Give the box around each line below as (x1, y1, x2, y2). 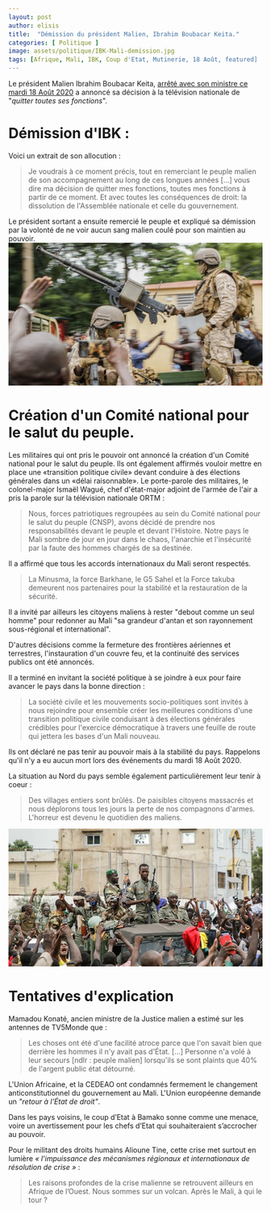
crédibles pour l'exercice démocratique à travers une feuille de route (27, 723, 256, 732)
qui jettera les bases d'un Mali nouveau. (27, 732, 161, 741)
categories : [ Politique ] (8, 39, 99, 47)
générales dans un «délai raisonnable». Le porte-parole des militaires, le (8, 476, 248, 486)
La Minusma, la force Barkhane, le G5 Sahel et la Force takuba (27, 574, 236, 585)
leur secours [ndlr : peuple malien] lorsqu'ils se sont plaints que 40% (27, 1055, 258, 1065)
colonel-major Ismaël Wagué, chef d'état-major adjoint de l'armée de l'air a (8, 484, 258, 494)
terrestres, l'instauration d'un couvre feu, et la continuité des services (8, 648, 240, 658)
